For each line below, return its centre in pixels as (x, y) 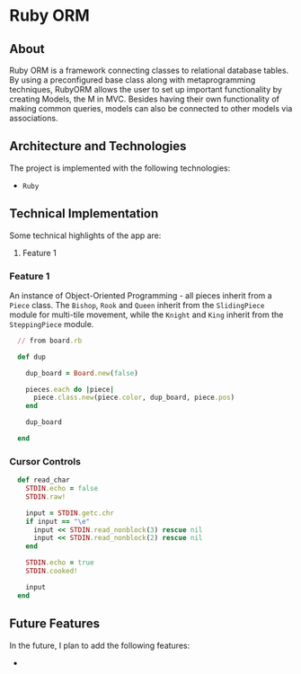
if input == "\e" (58, 521)
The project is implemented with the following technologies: (120, 168)
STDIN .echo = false (62, 489)
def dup (32, 357)
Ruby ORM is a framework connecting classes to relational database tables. (149, 70)
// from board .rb (50, 341)
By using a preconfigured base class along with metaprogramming (133, 80)
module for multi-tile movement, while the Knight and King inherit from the (146, 315)
